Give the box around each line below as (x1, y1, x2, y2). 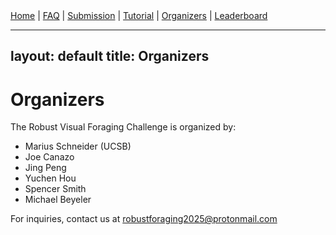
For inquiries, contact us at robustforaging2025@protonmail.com (10, 213, 278, 225)
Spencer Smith (24, 183, 87, 195)
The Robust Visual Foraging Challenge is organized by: (10, 121, 237, 133)
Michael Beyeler (24, 194, 92, 206)
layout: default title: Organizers (10, 48, 210, 65)
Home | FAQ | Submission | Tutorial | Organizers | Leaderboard (10, 10, 268, 21)
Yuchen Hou (24, 172, 77, 184)
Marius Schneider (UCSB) (24, 140, 132, 153)
